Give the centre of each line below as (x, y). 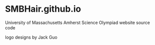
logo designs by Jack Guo (31, 37)
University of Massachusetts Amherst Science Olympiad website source (77, 22)
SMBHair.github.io (43, 9)
